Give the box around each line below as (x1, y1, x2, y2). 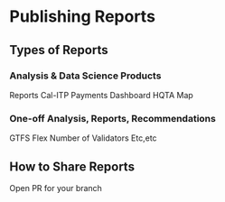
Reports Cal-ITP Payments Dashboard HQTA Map (9, 89, 194, 100)
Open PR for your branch (9, 182, 102, 193)
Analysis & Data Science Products (9, 69, 162, 82)
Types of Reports (9, 42, 108, 58)
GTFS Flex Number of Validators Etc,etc (9, 133, 157, 143)
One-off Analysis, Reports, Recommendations (9, 112, 217, 124)
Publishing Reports (9, 6, 156, 27)
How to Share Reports (9, 159, 136, 174)
